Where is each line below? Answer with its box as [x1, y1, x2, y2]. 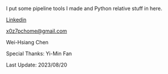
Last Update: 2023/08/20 [6, 61, 68, 68]
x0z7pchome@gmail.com [6, 27, 67, 34]
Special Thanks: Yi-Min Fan [6, 50, 72, 57]
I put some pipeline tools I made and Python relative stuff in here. [6, 5, 163, 12]
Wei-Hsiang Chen [6, 39, 48, 45]
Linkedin [6, 16, 27, 23]
